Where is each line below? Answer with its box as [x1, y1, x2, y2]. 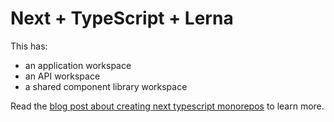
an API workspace [24, 70, 101, 82]
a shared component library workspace [24, 80, 188, 92]
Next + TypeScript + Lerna [10, 7, 234, 30]
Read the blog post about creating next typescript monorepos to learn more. [10, 100, 325, 112]
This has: [10, 40, 48, 52]
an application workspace [24, 59, 132, 71]
